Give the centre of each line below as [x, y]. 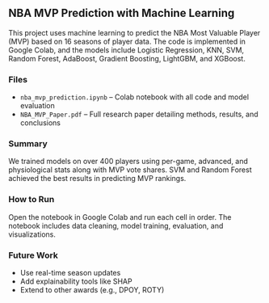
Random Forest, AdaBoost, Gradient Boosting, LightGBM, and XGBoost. [127, 58]
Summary [28, 144]
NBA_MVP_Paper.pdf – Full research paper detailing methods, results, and [139, 114]
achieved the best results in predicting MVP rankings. [97, 179]
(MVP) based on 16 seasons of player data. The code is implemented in [127, 41]
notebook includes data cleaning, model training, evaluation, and [116, 225]
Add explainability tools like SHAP [76, 281]
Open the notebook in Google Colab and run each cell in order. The [120, 217]
